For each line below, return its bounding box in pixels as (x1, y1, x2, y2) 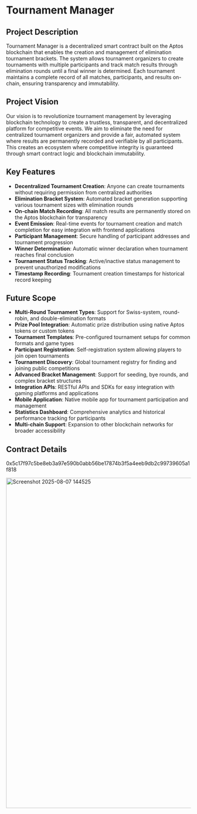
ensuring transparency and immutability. (22, 80, 120, 87)
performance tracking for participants (14, 415, 106, 422)
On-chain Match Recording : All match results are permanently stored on (14, 207, 191, 214)
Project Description (6, 27, 79, 37)
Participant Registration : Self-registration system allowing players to (14, 346, 182, 353)
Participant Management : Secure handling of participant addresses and (14, 233, 190, 240)
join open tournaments (14, 352, 69, 359)
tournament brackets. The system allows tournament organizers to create (6, 55, 184, 62)
